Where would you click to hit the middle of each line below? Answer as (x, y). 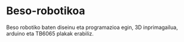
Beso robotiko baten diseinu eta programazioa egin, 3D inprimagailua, (92, 27)
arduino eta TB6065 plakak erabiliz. (50, 33)
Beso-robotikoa (46, 11)
